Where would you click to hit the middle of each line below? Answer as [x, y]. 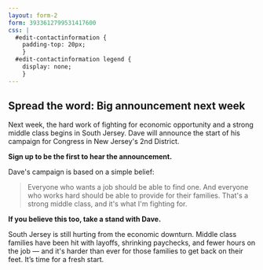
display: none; [47, 67]
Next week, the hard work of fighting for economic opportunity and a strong [131, 125]
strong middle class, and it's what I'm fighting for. [107, 204]
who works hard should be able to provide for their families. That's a [138, 196]
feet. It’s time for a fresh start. [56, 260]
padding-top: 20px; [54, 45]
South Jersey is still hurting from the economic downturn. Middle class [122, 235]
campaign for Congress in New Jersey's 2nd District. [94, 142]
